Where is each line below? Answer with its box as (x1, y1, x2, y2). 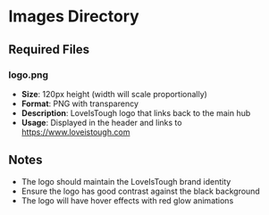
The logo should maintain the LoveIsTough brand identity (21, 176, 231, 186)
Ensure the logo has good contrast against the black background (21, 186, 260, 196)
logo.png (8, 69, 49, 81)
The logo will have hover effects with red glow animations (21, 194, 234, 206)
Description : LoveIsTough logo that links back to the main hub (21, 107, 251, 118)
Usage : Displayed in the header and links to (21, 117, 182, 128)
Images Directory (8, 6, 139, 27)
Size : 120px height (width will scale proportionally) (21, 88, 207, 99)
